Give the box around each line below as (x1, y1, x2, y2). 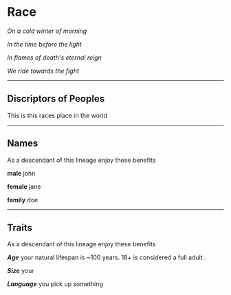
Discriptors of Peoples (7, 93, 105, 105)
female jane (7, 182, 41, 191)
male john (7, 169, 36, 177)
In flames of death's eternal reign (7, 53, 102, 62)
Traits (7, 222, 33, 233)
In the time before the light (7, 40, 82, 48)
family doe (7, 196, 38, 204)
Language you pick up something (7, 280, 103, 288)
